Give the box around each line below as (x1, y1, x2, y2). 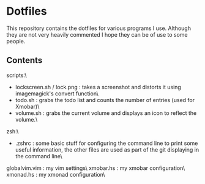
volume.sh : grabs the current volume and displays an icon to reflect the (15, 109, 197, 117)
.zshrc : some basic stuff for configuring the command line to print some (15, 139, 198, 147)
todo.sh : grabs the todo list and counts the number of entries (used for (15, 96, 195, 103)
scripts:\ (6, 72, 27, 79)
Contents (6, 55, 43, 65)
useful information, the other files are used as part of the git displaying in (15, 145, 199, 153)
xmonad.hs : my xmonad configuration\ (6, 171, 105, 178)
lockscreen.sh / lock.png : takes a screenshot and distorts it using (15, 83, 182, 90)
